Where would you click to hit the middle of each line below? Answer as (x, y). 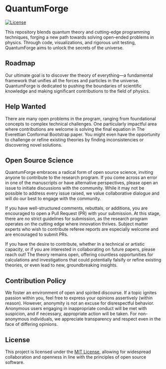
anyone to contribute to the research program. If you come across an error (81, 178)
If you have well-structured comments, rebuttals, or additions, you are (76, 208)
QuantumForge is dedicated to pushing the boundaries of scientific (74, 86)
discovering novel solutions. (34, 145)
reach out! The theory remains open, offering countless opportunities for (79, 255)
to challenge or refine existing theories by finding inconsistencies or (74, 140)
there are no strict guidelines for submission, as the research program (76, 219)
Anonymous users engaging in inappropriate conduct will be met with (76, 309)
